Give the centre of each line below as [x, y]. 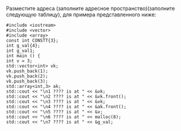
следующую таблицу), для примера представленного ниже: [81, 15]
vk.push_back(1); [27, 71]
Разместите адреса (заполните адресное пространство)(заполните [90, 8]
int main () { [23, 56]
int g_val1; [20, 51]
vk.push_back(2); [27, 76]
